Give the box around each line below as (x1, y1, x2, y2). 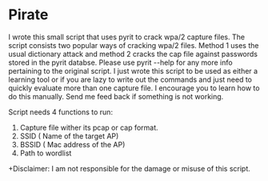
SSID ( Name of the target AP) (19, 131, 119, 141)
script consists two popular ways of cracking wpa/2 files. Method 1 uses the (8, 40, 259, 50)
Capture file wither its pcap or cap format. (19, 123, 158, 132)
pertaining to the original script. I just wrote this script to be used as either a (8, 66, 258, 75)
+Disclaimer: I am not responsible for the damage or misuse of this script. (8, 163, 250, 173)
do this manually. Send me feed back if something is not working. (8, 91, 224, 101)
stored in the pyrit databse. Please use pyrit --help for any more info (8, 58, 234, 67)
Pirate (8, 6, 49, 24)
